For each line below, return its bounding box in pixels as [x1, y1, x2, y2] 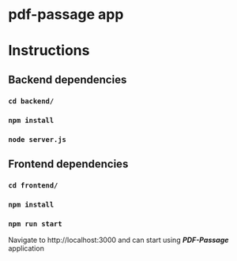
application [8, 244, 45, 253]
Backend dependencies [8, 73, 127, 86]
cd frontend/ [8, 181, 58, 190]
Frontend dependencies [8, 157, 129, 170]
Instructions [8, 42, 90, 60]
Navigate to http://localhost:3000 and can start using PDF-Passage [8, 235, 229, 245]
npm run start [8, 219, 62, 228]
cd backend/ [8, 96, 55, 106]
